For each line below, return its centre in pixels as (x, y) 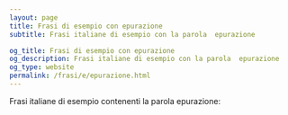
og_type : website (42, 67)
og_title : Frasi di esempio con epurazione (92, 50)
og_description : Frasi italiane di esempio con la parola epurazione (144, 59)
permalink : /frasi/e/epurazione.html (80, 76)
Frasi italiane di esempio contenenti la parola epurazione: (115, 101)
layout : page (34, 18)
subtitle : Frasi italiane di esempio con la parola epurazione (132, 34)
